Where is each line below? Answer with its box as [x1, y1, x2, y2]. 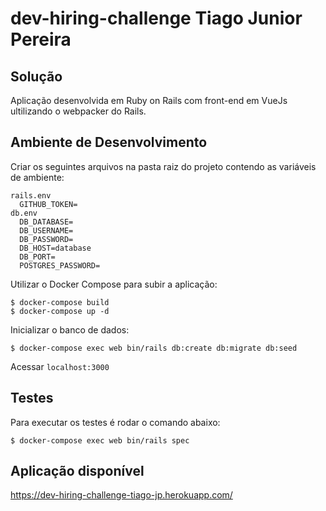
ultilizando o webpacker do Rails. [10, 105, 147, 117]
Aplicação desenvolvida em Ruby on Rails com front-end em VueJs [10, 95, 288, 106]
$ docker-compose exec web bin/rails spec [10, 435, 190, 446]
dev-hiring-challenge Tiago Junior [10, 7, 303, 30]
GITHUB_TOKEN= [19, 199, 78, 209]
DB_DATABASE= [19, 217, 74, 227]
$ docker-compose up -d [10, 306, 110, 316]
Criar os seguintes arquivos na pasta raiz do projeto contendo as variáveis [10, 160, 317, 172]
